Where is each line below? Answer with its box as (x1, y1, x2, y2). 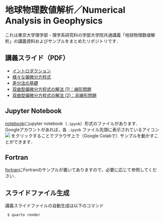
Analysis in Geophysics (5, 15, 103, 26)
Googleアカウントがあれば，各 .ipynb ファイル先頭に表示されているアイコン (5, 126, 160, 132)
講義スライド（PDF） (5, 54, 70, 62)
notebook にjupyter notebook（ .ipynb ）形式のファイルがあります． (5, 121, 141, 126)
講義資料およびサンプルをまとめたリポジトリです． (18, 38, 121, 44)
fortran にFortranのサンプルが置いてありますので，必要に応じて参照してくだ (5, 167, 157, 173)
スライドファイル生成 (5, 189, 70, 197)
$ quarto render (7, 213, 41, 218)
